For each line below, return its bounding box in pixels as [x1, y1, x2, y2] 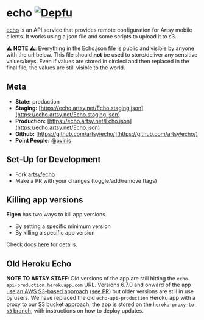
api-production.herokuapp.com [6, 282, 83, 289]
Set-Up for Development [6, 154, 101, 165]
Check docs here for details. [6, 241, 77, 248]
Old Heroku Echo [6, 258, 72, 269]
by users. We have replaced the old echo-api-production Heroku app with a [6, 294, 196, 302]
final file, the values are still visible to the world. [6, 64, 125, 71]
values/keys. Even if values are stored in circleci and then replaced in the [6, 57, 190, 65]
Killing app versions [6, 194, 83, 205]
